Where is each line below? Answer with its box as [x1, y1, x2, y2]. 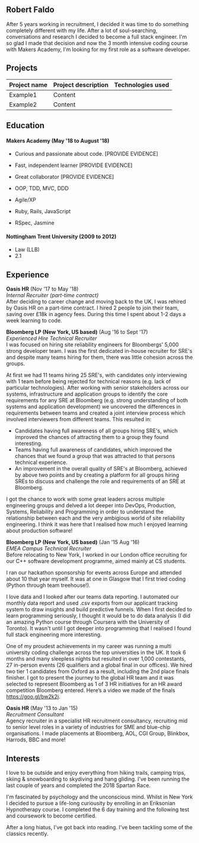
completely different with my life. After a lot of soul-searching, [6, 27, 158, 34]
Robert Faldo [6, 5, 54, 15]
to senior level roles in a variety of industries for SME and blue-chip [6, 724, 171, 731]
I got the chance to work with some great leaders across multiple [6, 495, 165, 503]
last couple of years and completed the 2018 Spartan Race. [6, 782, 151, 789]
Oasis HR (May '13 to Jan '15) [6, 705, 78, 712]
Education [6, 121, 45, 131]
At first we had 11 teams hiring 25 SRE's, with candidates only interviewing [6, 371, 187, 379]
